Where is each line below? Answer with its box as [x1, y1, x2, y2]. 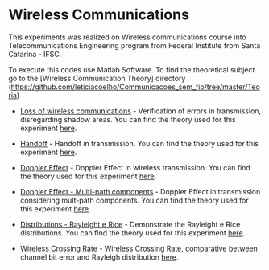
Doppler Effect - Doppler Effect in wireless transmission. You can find [19, 162, 251, 172]
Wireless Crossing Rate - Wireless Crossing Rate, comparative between [19, 243, 258, 253]
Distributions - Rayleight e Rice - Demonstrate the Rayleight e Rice [19, 219, 241, 229]
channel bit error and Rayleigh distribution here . [19, 252, 179, 262]
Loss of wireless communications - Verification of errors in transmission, [19, 106, 262, 116]
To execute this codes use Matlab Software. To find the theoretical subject [8, 64, 255, 74]
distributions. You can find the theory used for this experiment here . [19, 227, 246, 238]
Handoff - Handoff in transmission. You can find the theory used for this [19, 138, 259, 148]
